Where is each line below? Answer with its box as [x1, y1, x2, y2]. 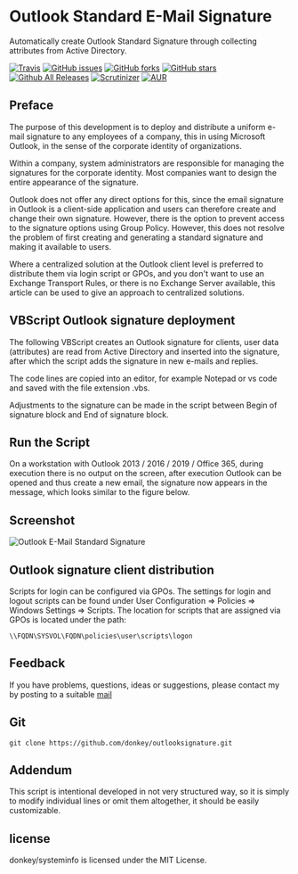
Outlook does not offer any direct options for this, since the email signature [9, 194, 285, 204]
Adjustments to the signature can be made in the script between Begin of [9, 400, 278, 410]
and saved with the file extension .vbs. [9, 382, 150, 393]
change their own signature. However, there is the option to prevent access [9, 212, 285, 224]
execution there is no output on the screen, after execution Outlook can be [9, 468, 282, 479]
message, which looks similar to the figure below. [9, 487, 190, 498]
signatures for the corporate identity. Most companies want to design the [9, 167, 278, 177]
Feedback [9, 655, 66, 671]
